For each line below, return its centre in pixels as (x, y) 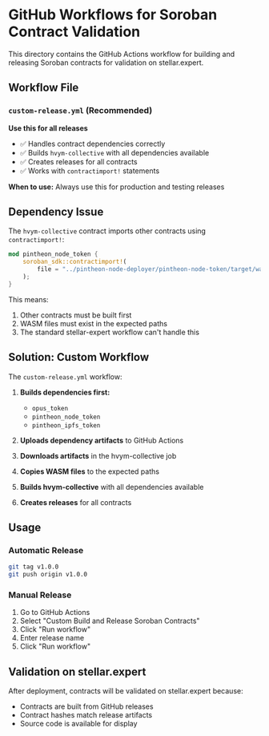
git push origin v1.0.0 (48, 575)
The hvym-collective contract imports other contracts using (107, 231)
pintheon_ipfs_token (66, 425)
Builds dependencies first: (65, 392)
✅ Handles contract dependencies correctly (92, 144)
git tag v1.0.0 (34, 567)
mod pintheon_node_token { (53, 254)
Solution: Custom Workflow (79, 357)
